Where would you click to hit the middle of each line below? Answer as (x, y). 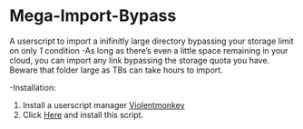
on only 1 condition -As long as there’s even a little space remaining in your (149, 50)
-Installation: (33, 87)
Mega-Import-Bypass (93, 16)
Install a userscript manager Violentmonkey (103, 104)
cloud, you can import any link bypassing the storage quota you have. (140, 60)
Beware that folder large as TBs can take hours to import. (117, 70)
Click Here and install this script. (83, 114)
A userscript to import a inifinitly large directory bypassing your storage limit (151, 41)
